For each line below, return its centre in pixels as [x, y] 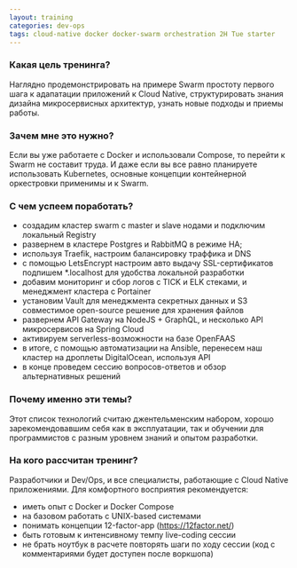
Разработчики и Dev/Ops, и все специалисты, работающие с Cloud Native [149, 479]
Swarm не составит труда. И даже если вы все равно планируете [133, 164]
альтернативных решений [71, 376]
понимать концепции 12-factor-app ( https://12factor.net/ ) [128, 525]
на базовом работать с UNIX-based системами [111, 516]
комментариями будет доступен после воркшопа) [118, 553]
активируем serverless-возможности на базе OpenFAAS [129, 339]
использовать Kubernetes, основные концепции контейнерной [128, 173]
